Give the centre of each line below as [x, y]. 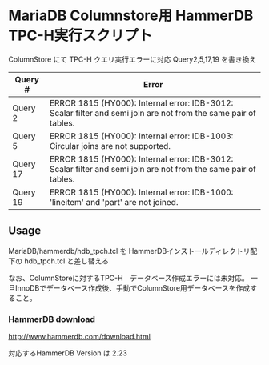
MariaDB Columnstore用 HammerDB [131, 16]
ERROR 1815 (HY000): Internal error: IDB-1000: [141, 192]
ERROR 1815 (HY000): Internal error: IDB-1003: [141, 136]
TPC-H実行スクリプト [80, 36]
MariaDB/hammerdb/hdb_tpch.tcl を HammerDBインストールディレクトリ [129, 251]
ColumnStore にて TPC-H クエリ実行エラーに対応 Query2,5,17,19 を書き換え [132, 59]
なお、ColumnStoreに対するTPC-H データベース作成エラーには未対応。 [129, 278]
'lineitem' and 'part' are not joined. [114, 202]
